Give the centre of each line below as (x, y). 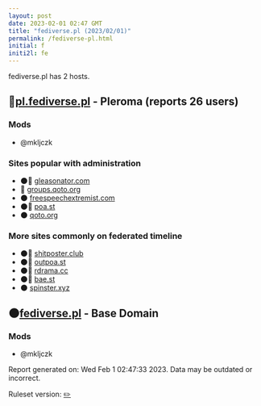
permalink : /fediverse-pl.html (61, 38)
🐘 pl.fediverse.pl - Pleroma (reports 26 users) (124, 102)
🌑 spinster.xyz (45, 288)
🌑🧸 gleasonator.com (55, 180)
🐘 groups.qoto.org (50, 189)
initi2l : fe (28, 53)
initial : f (27, 46)
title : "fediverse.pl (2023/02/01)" (70, 31)
